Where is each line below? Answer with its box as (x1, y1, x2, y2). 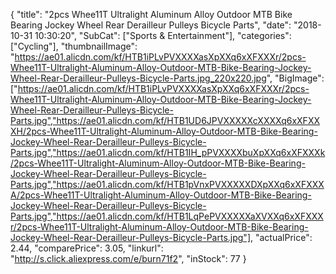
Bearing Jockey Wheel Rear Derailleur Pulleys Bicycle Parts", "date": (10, 19, 292, 31)
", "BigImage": (266, 72, 325, 84)
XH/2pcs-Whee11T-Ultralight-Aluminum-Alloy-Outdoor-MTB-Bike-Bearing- (10, 125, 318, 137)
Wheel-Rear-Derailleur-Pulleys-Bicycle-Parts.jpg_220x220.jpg (10, 72, 267, 84)
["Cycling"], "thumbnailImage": (10, 40, 138, 52)
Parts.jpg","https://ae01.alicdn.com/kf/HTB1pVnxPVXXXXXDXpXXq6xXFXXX (10, 179, 325, 190)
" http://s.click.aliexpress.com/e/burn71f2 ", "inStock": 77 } (10, 253, 247, 264)
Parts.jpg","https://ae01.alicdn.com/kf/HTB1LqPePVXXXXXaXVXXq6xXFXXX (10, 210, 324, 222)
